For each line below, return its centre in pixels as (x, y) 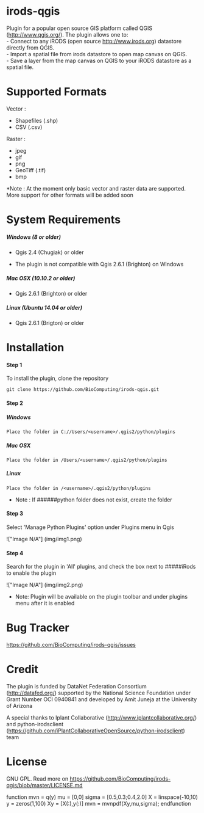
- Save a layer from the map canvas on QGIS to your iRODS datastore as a (99, 60)
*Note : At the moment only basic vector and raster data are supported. (96, 188)
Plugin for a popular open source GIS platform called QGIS (79, 28)
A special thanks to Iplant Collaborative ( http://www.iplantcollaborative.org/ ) (102, 718)
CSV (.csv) (29, 127)
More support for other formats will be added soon (70, 195)
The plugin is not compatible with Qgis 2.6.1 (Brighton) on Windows (99, 264)
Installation (35, 348)
